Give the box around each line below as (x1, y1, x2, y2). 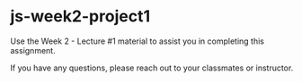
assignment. (10, 45, 57, 55)
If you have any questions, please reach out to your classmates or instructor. (10, 62, 294, 73)
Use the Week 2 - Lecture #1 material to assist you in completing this (10, 36, 264, 46)
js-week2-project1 (10, 6, 151, 27)
